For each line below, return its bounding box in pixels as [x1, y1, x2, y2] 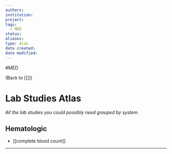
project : [5, 17, 24, 22]
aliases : [5, 36, 24, 42]
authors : [5, 7, 24, 13]
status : [5, 31, 22, 36]
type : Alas [5, 41, 29, 46]
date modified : [5, 50, 38, 55]
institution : [5, 12, 33, 17]
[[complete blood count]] [12, 138, 66, 144]
